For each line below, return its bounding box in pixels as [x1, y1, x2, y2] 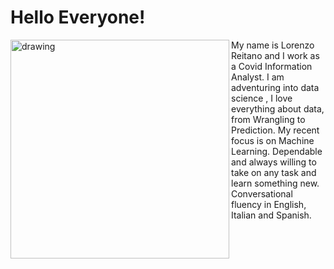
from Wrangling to [231, 113, 306, 125]
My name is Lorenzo [231, 39, 315, 51]
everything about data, [231, 102, 325, 115]
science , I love [231, 92, 293, 104]
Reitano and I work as [231, 49, 320, 61]
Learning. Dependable [231, 145, 323, 157]
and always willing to [231, 156, 317, 168]
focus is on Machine [231, 134, 315, 146]
